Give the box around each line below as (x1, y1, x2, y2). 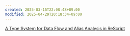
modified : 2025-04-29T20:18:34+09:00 (5, 12, 82, 17)
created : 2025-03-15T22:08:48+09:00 (5, 7, 80, 12)
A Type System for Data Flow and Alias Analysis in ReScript (5, 25, 125, 31)
